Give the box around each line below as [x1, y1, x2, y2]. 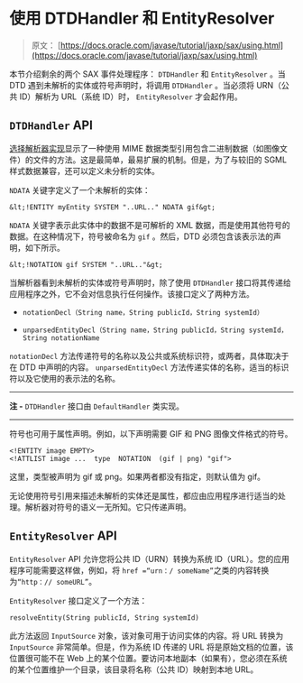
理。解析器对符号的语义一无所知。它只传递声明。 [9, 502, 191, 512]
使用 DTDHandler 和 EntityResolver [9, 8, 275, 29]
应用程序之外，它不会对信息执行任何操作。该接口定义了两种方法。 [9, 288, 254, 299]
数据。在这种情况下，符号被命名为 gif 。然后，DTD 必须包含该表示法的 [9, 231, 274, 242]
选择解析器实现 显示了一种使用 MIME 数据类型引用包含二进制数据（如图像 [9, 143, 280, 153]
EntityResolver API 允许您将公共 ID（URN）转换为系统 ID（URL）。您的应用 [9, 553, 290, 564]
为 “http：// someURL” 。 [9, 576, 97, 586]
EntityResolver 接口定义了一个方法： [9, 595, 148, 605]
